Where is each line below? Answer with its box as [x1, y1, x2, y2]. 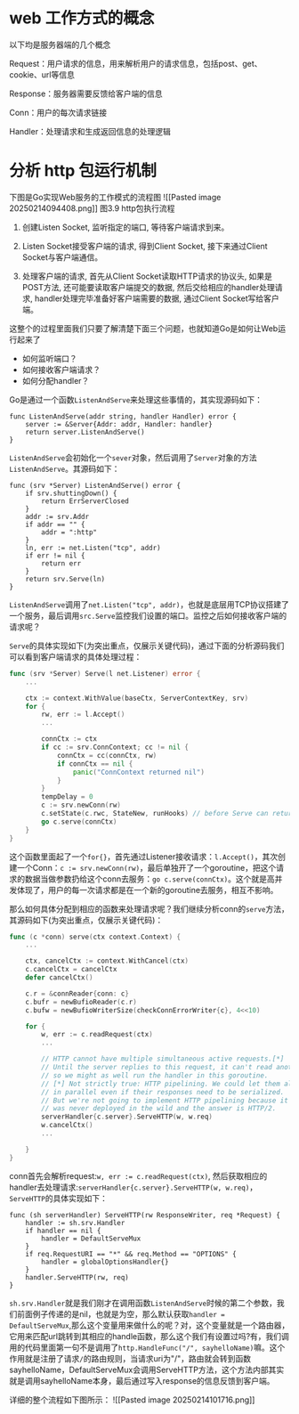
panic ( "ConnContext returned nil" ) [72, 768, 205, 776]
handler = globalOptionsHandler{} [41, 1257, 169, 1266]
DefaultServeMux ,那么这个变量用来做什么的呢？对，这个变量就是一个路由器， [9, 1320, 290, 1330]
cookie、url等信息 [9, 69, 76, 80]
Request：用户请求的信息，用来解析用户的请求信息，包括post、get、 [9, 58, 263, 69]
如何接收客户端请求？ [21, 364, 101, 375]
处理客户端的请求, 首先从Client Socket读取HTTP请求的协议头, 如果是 [21, 271, 273, 281]
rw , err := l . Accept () [41, 710, 125, 719]
